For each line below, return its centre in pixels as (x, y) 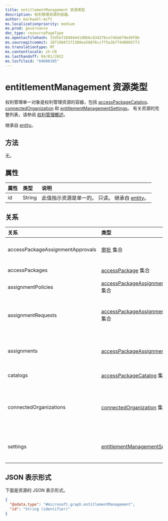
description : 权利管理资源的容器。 (38, 15)
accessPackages (28, 270)
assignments (23, 351)
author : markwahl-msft (29, 19)
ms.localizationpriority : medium (40, 24)
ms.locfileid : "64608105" (32, 61)
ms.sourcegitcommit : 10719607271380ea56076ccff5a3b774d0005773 (72, 43)
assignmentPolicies (30, 287)
